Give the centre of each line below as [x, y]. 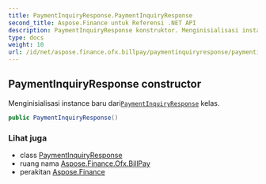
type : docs [26, 38]
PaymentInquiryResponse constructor [105, 84]
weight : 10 [26, 45]
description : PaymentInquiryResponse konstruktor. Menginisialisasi [123, 30]
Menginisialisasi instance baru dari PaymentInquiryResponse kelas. [114, 103]
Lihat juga [28, 137]
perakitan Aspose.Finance [62, 171]
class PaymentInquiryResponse [71, 155]
